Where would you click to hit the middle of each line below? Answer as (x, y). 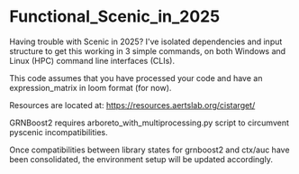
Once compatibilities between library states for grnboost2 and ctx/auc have (149, 150)
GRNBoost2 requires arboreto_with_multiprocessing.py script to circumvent (149, 123)
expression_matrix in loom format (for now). (91, 87)
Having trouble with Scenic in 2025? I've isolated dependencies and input (146, 41)
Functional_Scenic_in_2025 (115, 17)
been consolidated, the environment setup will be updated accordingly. (141, 159)
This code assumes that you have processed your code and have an (136, 78)
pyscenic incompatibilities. (59, 132)
